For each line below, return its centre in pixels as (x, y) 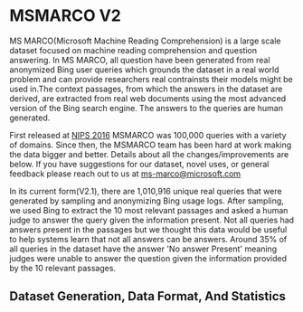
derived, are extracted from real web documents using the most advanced (148, 98)
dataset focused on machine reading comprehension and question (133, 50)
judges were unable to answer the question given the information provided (148, 258)
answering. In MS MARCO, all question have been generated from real (140, 60)
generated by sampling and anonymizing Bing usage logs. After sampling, (147, 201)
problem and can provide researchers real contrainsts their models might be (151, 79)
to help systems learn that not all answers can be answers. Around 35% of (148, 239)
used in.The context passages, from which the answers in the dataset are (146, 89)
